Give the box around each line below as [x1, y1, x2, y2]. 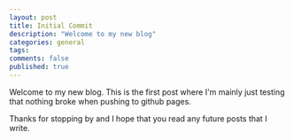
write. [9, 122, 30, 133]
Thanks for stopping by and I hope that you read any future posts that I [9, 113, 267, 124]
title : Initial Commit [9, 21, 93, 30]
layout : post [9, 12, 58, 22]
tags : [9, 46, 29, 55]
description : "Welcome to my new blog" [9, 29, 157, 38]
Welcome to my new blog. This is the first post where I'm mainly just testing [9, 86, 285, 97]
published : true [9, 63, 69, 72]
